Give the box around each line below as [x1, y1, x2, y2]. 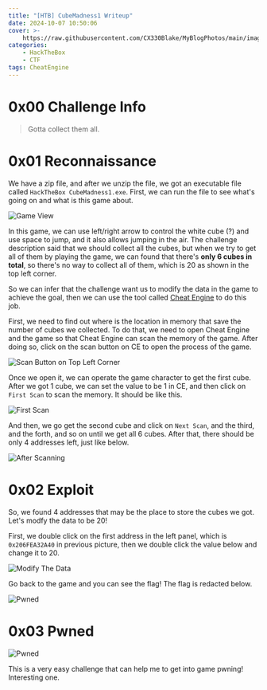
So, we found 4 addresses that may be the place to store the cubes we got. [8, 507, 255, 516]
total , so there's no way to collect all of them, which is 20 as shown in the [8, 260, 250, 269]
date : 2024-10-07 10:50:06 [8, 19, 98, 27]
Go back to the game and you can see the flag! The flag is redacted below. [8, 578, 253, 588]
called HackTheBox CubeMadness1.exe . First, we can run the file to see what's [8, 186, 256, 196]
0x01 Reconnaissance [8, 152, 157, 170]
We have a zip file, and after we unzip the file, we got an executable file [8, 178, 242, 188]
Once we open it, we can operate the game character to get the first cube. [8, 372, 252, 382]
